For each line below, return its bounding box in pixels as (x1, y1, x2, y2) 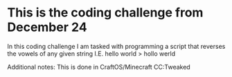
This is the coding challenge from (7, 5, 204, 21)
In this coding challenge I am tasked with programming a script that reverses (7, 42, 226, 50)
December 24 (7, 19, 88, 35)
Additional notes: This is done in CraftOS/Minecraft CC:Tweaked (7, 63, 190, 71)
